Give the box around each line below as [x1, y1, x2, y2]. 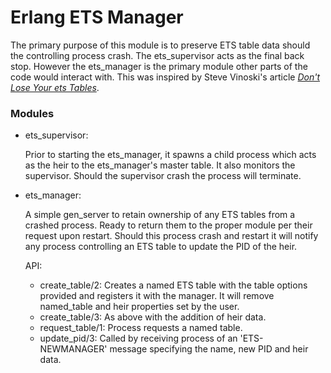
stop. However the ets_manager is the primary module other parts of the [10, 60, 308, 72]
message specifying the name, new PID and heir [109, 343, 309, 355]
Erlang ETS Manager [10, 6, 184, 29]
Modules [10, 106, 55, 120]
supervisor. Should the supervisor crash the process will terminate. [24, 170, 302, 182]
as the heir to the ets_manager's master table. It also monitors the [24, 159, 296, 171]
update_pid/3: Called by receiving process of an [39, 332, 238, 345]
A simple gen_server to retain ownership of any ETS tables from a [24, 209, 296, 221]
